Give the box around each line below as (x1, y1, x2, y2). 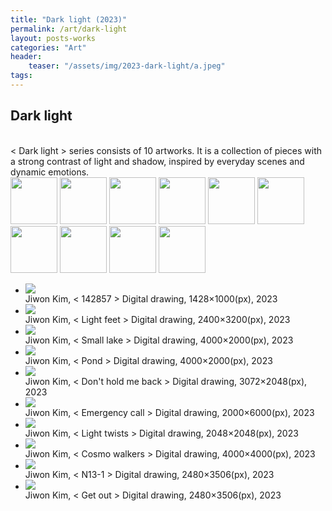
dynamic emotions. (10, 166, 90, 178)
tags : (10, 71, 33, 81)
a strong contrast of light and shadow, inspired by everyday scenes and (10, 155, 305, 167)
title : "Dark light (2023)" (10, 14, 128, 25)
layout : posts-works (10, 33, 97, 43)
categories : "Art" (10, 42, 87, 53)
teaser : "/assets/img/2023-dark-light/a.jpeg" (28, 61, 226, 71)
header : (10, 52, 43, 62)
